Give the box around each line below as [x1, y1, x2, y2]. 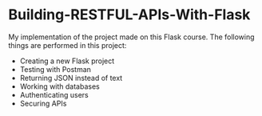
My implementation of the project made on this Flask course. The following [8, 32, 255, 42]
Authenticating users [19, 90, 89, 99]
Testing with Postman [19, 64, 92, 74]
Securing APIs [19, 98, 67, 108]
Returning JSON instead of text [19, 73, 123, 82]
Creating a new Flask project [19, 56, 115, 66]
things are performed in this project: [8, 40, 127, 50]
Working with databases [19, 82, 100, 91]
